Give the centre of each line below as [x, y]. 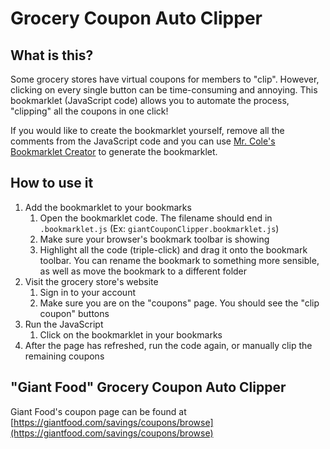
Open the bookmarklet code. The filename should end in [156, 218]
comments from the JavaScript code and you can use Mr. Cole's [143, 141]
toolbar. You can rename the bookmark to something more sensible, [179, 260]
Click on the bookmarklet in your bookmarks [131, 334]
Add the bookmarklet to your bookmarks [108, 207]
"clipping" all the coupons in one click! [89, 111]
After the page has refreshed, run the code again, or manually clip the [168, 345]
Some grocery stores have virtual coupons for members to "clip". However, [165, 79]
